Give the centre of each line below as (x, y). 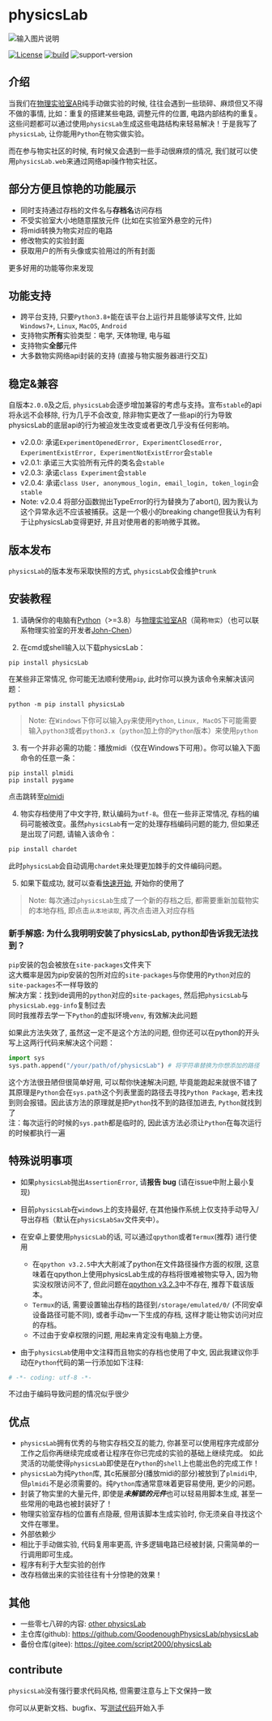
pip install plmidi (41, 773)
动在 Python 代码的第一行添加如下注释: (82, 1362)
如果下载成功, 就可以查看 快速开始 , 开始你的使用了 (102, 883)
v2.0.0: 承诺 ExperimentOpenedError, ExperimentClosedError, (121, 443)
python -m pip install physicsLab (67, 704)
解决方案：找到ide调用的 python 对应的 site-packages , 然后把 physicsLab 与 (128, 995)
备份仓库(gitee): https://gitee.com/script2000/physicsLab (116, 1644)
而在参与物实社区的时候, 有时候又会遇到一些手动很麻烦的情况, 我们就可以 (130, 151)
